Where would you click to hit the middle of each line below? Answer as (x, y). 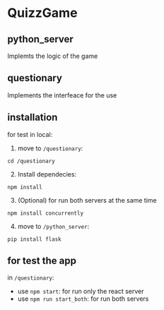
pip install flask (34, 239)
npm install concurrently (45, 213)
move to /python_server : (53, 226)
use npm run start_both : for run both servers (83, 299)
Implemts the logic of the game (53, 56)
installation (33, 118)
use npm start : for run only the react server (81, 292)
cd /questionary (31, 161)
